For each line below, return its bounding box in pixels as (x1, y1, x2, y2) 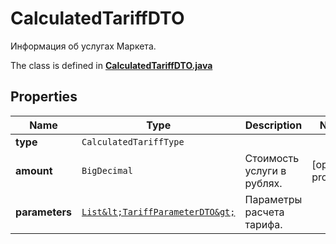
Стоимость (244, 151, 300, 165)
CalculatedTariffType (81, 136, 185, 147)
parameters (15, 205, 72, 219)
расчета (244, 205, 285, 219)
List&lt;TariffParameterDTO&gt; (81, 206, 236, 217)
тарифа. (244, 217, 283, 231)
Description (244, 118, 303, 132)
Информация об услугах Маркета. (10, 40, 157, 52)
